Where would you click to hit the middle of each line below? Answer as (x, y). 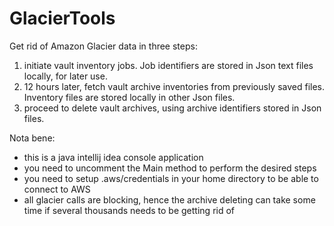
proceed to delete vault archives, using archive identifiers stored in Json (172, 108)
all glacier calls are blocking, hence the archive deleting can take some (169, 199)
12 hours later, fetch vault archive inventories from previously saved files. (174, 86)
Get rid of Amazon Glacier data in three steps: (103, 46)
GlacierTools (62, 18)
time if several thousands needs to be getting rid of (129, 210)
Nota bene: (32, 138)
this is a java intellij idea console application (113, 157)
